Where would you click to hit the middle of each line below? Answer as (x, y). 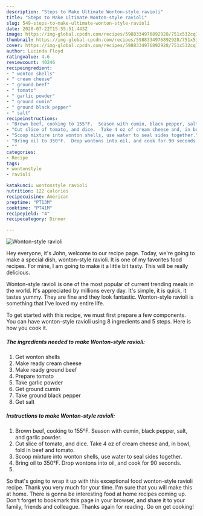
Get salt (25, 402)
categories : (21, 152)
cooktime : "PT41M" (29, 208)
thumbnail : (20, 40)
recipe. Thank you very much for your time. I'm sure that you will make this (99, 488)
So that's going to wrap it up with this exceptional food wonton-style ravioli (100, 481)
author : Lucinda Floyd (35, 51)
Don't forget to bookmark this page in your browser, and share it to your (96, 500)
